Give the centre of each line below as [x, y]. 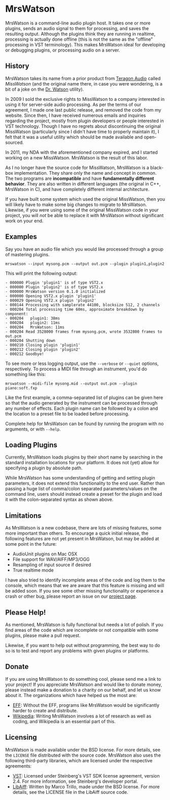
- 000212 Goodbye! [25, 354]
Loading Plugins [31, 445]
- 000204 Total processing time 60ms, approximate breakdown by [75, 309]
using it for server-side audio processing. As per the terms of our [73, 104]
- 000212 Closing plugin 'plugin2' [43, 350]
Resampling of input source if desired [52, 565]
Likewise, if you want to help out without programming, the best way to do [83, 645]
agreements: [19, 766]
